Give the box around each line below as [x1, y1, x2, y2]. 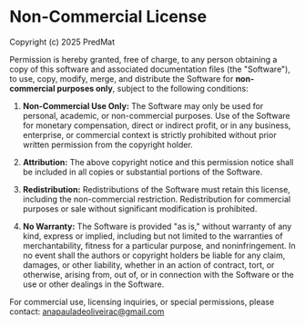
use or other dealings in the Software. [22, 279, 165, 290]
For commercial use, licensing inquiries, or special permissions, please [9, 296, 275, 307]
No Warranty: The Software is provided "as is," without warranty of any [22, 221, 292, 232]
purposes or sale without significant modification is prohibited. [22, 203, 258, 214]
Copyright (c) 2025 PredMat [9, 36, 116, 47]
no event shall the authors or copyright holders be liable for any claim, [22, 250, 286, 261]
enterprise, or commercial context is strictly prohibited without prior [22, 129, 277, 140]
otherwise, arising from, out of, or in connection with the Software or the [22, 269, 294, 280]
